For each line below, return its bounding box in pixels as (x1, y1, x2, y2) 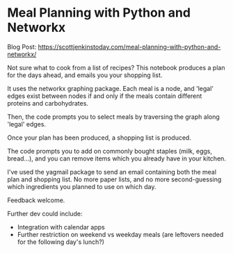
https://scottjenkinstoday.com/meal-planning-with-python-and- (38, 42, 221, 51)
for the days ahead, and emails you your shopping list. (7, 71, 163, 79)
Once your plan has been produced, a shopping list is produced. (7, 133, 191, 142)
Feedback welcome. (7, 196, 65, 204)
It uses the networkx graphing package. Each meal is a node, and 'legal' (7, 84, 214, 92)
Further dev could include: (7, 209, 83, 218)
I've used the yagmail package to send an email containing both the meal (7, 168, 217, 176)
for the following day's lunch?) (17, 238, 104, 246)
